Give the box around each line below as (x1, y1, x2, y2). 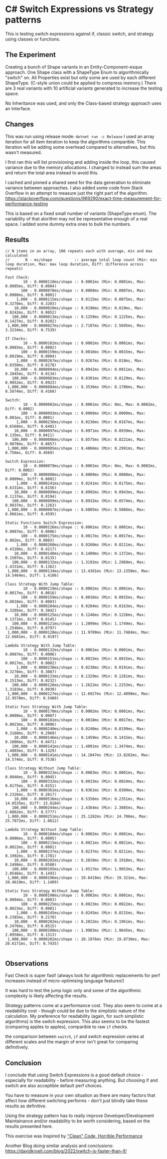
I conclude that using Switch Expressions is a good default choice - (5, 1072, 144, 1078)
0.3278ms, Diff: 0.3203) (5, 302, 57, 307)
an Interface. (5, 105, 31, 111)
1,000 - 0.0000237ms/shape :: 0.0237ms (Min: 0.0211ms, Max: (16, 849, 146, 854)
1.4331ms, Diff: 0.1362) (5, 564, 57, 569)
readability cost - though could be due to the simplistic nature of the (5, 1008, 146, 1014)
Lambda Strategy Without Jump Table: (5, 827, 84, 832)
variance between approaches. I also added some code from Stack (5, 184, 143, 191)
